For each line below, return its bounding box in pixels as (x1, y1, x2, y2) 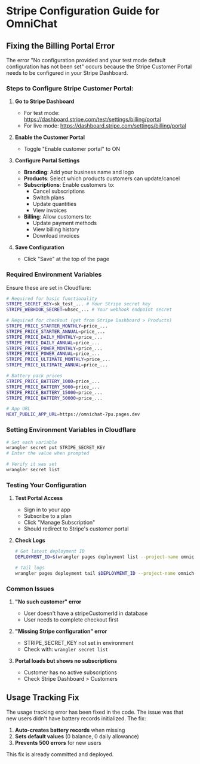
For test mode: (23, 110, 60, 117)
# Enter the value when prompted (6, 450, 90, 456)
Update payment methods (32, 220, 97, 227)
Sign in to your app (23, 506, 70, 513)
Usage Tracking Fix (6, 693, 79, 703)
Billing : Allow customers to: (23, 213, 91, 220)
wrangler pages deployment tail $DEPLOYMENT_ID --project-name (14, 570, 176, 576)
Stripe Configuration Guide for (6, 4, 160, 18)
